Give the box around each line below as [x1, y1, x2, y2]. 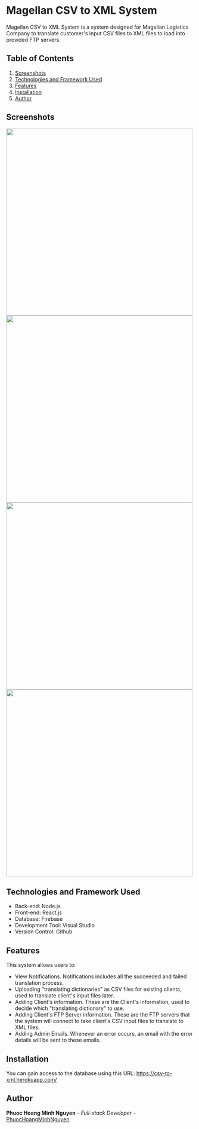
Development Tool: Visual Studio [14, 922, 95, 929]
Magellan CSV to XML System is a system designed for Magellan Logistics [6, 23, 189, 31]
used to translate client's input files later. [14, 992, 115, 999]
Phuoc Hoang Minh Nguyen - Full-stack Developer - [6, 1109, 136, 1116]
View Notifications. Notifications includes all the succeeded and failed [14, 973, 187, 980]
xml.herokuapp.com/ [6, 1076, 57, 1083]
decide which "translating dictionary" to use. [14, 1005, 125, 1012]
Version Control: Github [14, 928, 73, 935]
